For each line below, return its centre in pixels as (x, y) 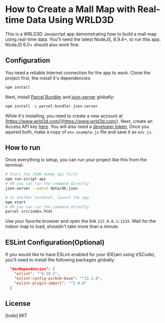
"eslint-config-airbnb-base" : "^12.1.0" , (58, 278)
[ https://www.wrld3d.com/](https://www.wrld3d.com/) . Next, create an (79, 121)
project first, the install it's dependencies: (48, 78)
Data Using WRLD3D (70, 20)
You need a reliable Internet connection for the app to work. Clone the (78, 73)
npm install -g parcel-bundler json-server (52, 106)
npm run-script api (26, 179)
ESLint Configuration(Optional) (55, 242)
